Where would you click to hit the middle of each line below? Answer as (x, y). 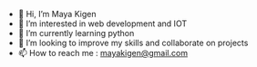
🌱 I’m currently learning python (76, 33)
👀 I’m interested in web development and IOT (103, 24)
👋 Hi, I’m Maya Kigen (57, 14)
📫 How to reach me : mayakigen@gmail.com (103, 53)
